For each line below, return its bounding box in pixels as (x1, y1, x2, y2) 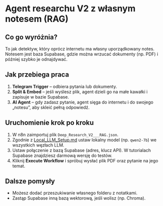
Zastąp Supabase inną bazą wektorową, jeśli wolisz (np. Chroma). (12, 195, 146, 201)
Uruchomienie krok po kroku (5, 119, 94, 127)
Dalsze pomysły (5, 177, 55, 185)
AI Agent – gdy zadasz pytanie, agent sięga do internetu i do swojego (12, 99, 154, 105)
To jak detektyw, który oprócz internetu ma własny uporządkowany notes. (5, 46, 155, 51)
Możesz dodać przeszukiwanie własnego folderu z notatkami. (12, 190, 137, 196)
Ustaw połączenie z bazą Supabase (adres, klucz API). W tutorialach (12, 147, 151, 153)
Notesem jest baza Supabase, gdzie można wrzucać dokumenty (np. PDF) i (5, 51, 159, 57)
